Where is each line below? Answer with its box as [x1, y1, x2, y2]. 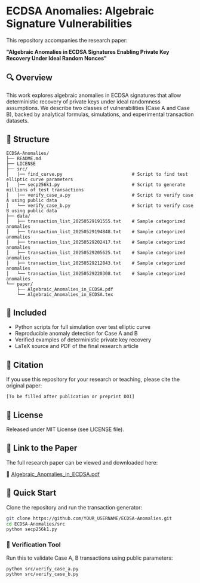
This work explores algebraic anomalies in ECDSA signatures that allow [6, 91, 181, 99]
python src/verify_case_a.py [6, 566, 79, 572]
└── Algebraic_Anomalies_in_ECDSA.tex [17, 291, 113, 297]
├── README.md [6, 155, 42, 161]
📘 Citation [6, 360, 44, 370]
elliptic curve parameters [6, 176, 73, 182]
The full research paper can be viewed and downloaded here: [6, 459, 158, 466]
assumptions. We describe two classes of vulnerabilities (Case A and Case [6, 104, 190, 111]
